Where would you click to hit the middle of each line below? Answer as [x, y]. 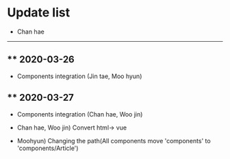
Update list [39, 13]
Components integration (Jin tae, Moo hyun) [79, 76]
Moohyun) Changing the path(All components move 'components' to [114, 140]
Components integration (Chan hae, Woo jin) [80, 114]
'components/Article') [48, 148]
